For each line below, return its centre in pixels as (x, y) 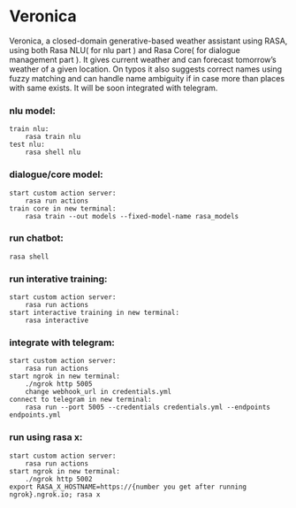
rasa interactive (57, 320)
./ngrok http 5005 (59, 384)
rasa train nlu (53, 137)
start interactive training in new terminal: (94, 313)
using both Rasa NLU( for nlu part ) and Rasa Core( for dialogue (125, 50)
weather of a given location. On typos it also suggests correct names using (146, 69)
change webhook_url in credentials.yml (99, 392)
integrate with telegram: (62, 343)
